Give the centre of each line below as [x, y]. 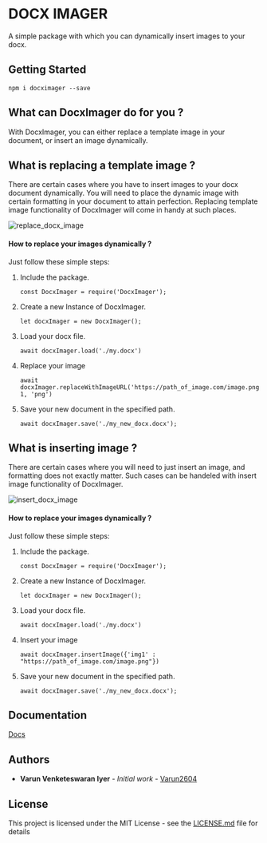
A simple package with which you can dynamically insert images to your [127, 36]
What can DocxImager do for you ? [96, 113]
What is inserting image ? [73, 448]
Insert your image [49, 639]
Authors [29, 759]
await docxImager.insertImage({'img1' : [88, 654]
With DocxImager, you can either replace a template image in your [117, 132]
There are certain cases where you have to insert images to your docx [124, 185]
